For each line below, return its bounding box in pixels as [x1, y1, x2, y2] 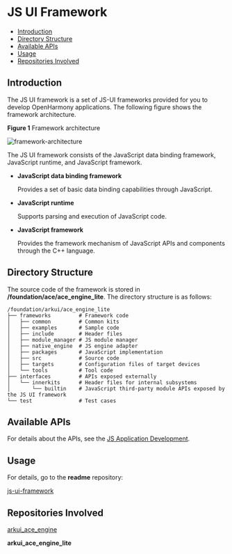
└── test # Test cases [7, 397, 117, 404]
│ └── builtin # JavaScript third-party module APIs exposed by [7, 385, 226, 392]
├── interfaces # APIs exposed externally [7, 373, 157, 380]
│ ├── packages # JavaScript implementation [7, 349, 163, 356]
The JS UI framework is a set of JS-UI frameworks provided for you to [7, 95, 208, 104]
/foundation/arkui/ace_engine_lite [7, 306, 110, 313]
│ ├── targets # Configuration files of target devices [7, 361, 200, 367]
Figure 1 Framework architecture [7, 123, 101, 132]
